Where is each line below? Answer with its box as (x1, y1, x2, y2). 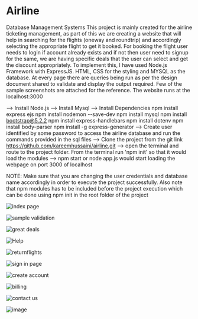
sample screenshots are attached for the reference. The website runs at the (6, 86, 190, 94)
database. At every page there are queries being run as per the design (6, 74, 177, 81)
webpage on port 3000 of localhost (6, 161, 93, 168)
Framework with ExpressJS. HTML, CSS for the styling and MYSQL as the (6, 67, 186, 75)
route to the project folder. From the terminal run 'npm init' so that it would (6, 148, 186, 155)
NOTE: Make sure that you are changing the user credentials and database (6, 172, 188, 179)
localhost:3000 (6, 93, 43, 100)
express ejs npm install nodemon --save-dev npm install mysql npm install (6, 111, 187, 118)
